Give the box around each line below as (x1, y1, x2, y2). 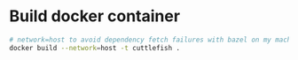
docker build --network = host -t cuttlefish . (9, 43, 180, 52)
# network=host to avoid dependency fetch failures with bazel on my (9, 35, 272, 44)
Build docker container (9, 6, 180, 26)
